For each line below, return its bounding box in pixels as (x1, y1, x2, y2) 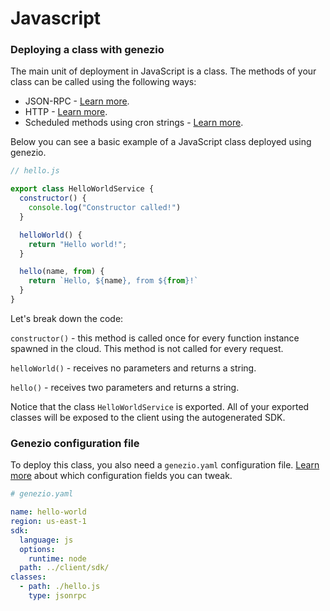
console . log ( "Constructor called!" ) (28, 203, 182, 213)
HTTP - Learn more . (24, 106, 108, 118)
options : (19, 544, 56, 554)
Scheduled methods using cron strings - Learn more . (24, 117, 244, 129)
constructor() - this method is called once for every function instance (10, 332, 300, 344)
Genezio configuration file (10, 436, 140, 450)
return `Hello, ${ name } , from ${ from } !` (28, 276, 199, 286)
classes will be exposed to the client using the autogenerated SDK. (10, 411, 286, 423)
